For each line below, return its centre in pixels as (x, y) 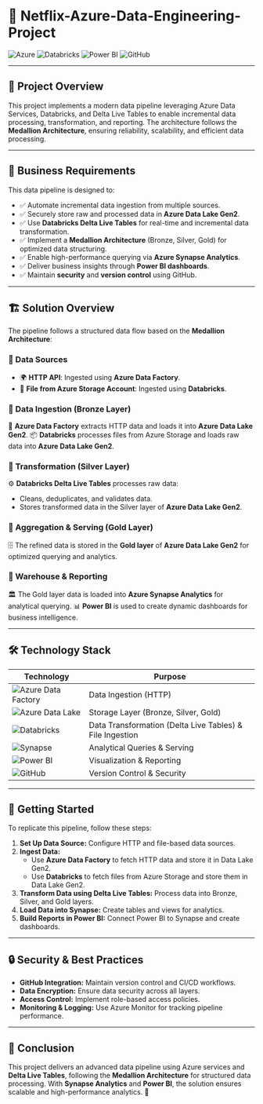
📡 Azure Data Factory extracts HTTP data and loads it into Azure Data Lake (130, 426)
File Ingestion (113, 735)
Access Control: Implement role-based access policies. (110, 1000)
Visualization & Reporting (135, 760)
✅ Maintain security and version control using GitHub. (108, 275)
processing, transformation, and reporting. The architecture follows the (122, 122)
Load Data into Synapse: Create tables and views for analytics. (122, 910)
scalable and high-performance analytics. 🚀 (79, 1092)
